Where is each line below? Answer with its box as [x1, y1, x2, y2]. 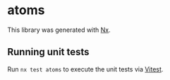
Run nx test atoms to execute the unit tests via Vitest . [7, 64, 164, 73]
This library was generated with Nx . [7, 25, 111, 34]
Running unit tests [7, 46, 90, 58]
